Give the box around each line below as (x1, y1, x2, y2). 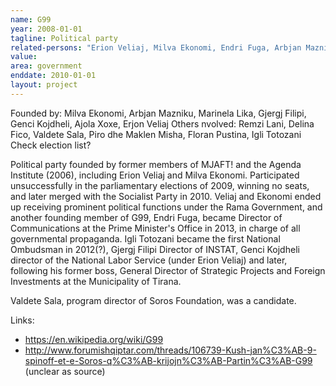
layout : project (10, 80, 78, 90)
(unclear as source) (24, 365, 106, 377)
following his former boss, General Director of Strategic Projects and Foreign (10, 264, 326, 276)
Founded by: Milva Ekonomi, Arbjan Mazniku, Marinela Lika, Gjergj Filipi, (10, 107, 307, 119)
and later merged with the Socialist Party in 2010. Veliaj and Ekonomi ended (10, 190, 322, 202)
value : (10, 52, 38, 62)
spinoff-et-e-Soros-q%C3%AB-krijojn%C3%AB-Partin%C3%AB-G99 (24, 354, 313, 366)
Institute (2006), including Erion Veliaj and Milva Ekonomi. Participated (10, 169, 300, 181)
